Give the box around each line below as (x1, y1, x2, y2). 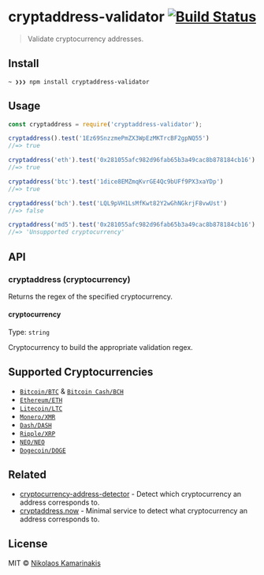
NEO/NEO (19, 438, 45, 446)
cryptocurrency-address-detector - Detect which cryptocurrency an (19, 489, 242, 498)
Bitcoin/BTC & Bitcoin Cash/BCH (19, 386, 124, 396)
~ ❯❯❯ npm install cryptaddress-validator (8, 77, 150, 86)
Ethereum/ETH (19, 396, 63, 404)
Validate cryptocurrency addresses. (27, 34, 144, 43)
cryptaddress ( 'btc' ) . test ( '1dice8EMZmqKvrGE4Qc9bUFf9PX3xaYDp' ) (8, 178, 224, 186)
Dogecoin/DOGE (19, 446, 66, 454)
